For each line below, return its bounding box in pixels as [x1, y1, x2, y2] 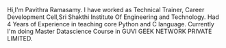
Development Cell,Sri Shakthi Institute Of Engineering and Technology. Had [7, 13, 219, 21]
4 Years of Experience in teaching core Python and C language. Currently [7, 20, 214, 28]
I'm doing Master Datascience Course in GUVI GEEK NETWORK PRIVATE [7, 27, 212, 35]
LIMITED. [7, 34, 33, 43]
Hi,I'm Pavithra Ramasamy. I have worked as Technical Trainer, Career [7, 6, 205, 14]
